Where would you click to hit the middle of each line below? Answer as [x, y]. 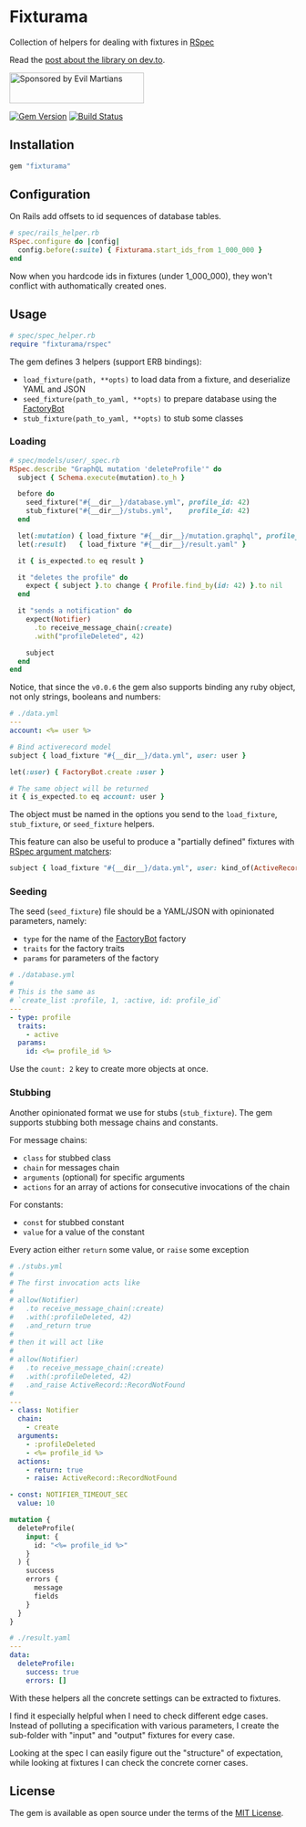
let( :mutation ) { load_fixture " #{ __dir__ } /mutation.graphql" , [140, 536]
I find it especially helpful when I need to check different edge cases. [139, 1716]
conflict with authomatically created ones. [88, 286]
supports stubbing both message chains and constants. [114, 1122]
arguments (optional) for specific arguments [103, 1177]
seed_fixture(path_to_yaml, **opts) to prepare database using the [150, 398]
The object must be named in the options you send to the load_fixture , [143, 814]
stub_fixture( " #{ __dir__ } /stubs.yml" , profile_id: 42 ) [138, 511]
